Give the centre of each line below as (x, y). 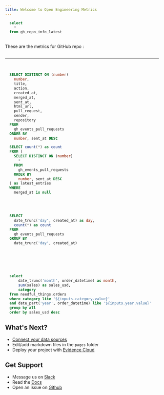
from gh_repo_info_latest (36, 32)
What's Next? (26, 328)
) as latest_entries (30, 184)
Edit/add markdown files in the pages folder (55, 344)
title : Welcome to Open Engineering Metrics (51, 10)
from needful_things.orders (38, 294)
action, (21, 88)
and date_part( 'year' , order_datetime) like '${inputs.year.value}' (81, 303)
